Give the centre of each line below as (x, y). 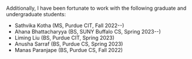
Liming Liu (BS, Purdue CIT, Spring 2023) (64, 38)
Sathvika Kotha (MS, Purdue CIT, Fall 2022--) (69, 25)
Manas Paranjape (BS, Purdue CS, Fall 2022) (69, 50)
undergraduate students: (36, 14)
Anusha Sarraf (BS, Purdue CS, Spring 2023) (69, 44)
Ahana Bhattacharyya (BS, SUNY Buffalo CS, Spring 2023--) (88, 32)
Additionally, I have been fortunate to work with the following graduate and (96, 8)
